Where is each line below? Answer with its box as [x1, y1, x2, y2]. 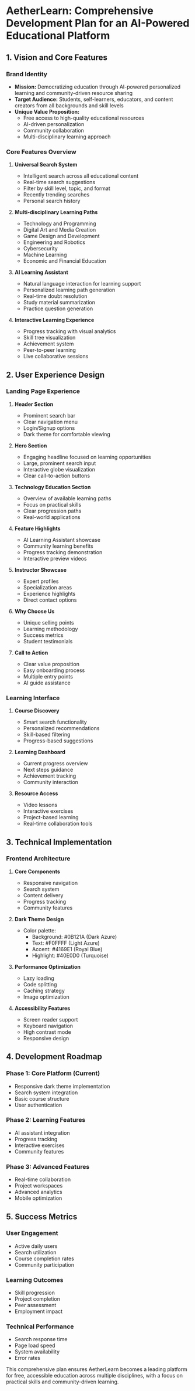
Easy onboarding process [23, 667, 85, 674]
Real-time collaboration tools [23, 820, 93, 827]
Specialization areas [23, 583, 72, 591]
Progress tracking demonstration [23, 548, 103, 555]
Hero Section [14, 442, 47, 449]
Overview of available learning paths [23, 494, 112, 502]
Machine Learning [23, 251, 67, 259]
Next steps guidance [23, 766, 74, 773]
